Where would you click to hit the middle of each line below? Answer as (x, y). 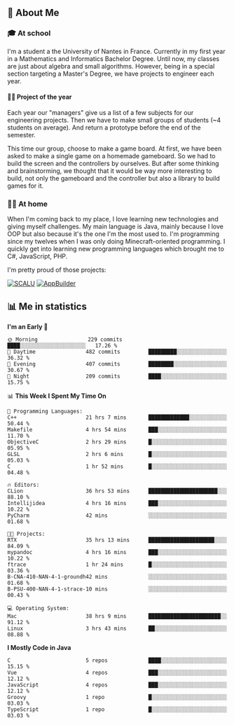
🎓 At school (29, 34)
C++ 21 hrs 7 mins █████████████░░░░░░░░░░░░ (117, 417)
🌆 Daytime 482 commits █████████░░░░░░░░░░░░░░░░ (117, 352)
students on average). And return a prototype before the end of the (104, 127)
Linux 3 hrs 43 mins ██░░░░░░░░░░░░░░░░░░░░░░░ (117, 628)
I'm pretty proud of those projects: (57, 270)
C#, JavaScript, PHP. (37, 256)
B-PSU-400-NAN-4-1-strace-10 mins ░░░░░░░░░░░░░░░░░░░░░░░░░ (117, 589)
